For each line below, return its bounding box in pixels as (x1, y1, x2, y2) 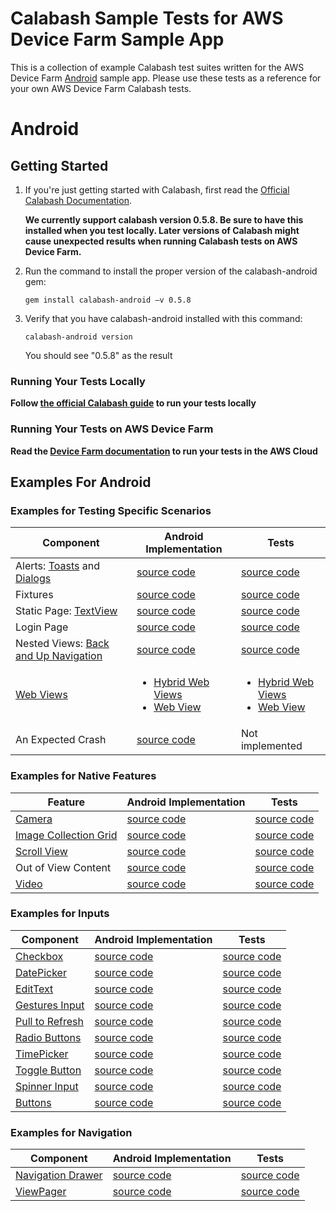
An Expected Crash (15, 733, 107, 747)
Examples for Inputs (10, 907, 110, 921)
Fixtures (15, 588, 54, 602)
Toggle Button (15, 1063, 82, 1077)
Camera (15, 812, 53, 826)
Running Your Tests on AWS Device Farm (10, 422, 214, 436)
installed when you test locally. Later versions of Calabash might (24, 224, 300, 236)
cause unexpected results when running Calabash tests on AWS (24, 235, 298, 247)
